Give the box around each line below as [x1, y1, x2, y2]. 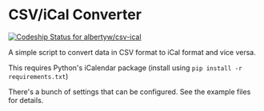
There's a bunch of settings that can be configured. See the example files [8, 86, 251, 97]
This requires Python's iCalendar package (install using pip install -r [8, 62, 242, 73]
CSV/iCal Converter [8, 6, 142, 24]
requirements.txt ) [8, 71, 69, 81]
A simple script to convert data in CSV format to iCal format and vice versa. [8, 47, 256, 57]
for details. [8, 95, 44, 105]
